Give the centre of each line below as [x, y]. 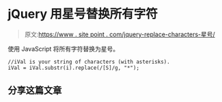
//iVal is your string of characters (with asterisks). [89, 62]
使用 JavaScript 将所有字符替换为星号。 [64, 49]
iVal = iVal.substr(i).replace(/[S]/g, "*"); [73, 68]
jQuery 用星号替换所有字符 [83, 14]
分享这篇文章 [35, 91]
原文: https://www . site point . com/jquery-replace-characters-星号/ [120, 34]
